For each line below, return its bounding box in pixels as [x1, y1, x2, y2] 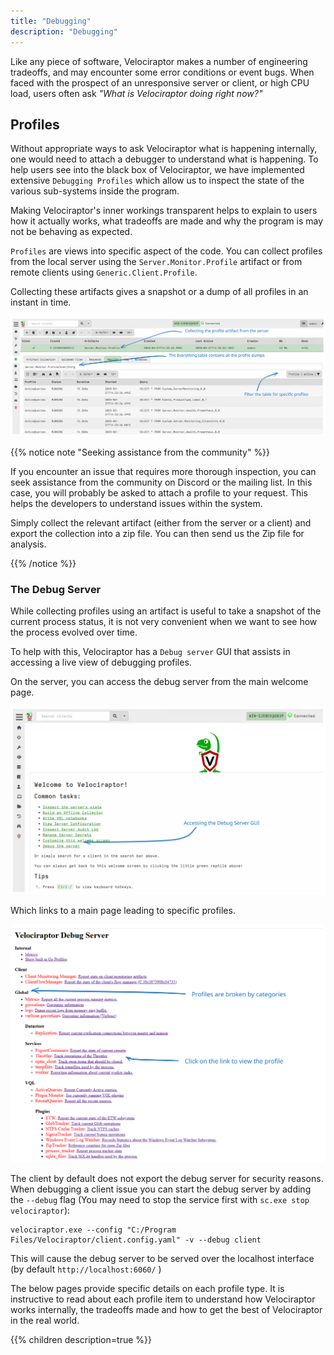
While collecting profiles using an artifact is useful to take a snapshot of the [10, 605, 322, 617]
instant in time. [10, 296, 72, 309]
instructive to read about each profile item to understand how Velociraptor [10, 1293, 316, 1305]
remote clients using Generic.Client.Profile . [10, 266, 198, 279]
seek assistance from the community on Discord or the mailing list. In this [10, 476, 313, 488]
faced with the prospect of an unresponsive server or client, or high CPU [10, 76, 310, 89]
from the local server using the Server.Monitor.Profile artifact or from [10, 256, 303, 268]
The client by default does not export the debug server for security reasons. [10, 1172, 324, 1184]
